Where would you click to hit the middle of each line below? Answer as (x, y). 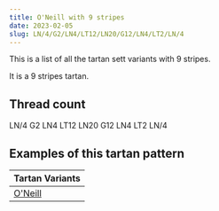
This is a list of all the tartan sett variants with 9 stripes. (110, 59)
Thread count (47, 104)
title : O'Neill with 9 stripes (67, 17)
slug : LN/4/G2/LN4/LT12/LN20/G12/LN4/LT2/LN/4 (97, 34)
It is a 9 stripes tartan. (49, 76)
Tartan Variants (47, 178)
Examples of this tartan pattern (97, 153)
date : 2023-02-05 (41, 26)
